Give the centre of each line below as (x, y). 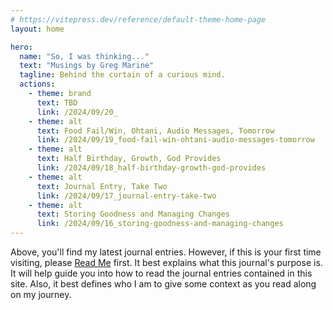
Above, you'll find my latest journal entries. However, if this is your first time (166, 252)
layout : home (37, 29)
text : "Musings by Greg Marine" (87, 66)
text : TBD (57, 102)
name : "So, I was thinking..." (84, 56)
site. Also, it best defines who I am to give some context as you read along (163, 284)
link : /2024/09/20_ (77, 112)
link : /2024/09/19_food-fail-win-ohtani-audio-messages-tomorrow (175, 140)
